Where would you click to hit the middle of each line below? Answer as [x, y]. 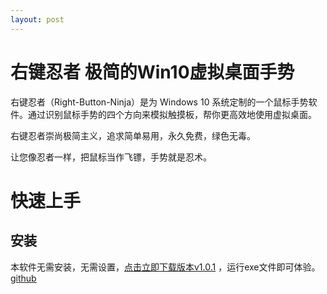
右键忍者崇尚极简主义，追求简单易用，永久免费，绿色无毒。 [133, 135]
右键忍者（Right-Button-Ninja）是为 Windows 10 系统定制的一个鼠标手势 [159, 102]
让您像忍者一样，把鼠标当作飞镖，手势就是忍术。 [111, 157]
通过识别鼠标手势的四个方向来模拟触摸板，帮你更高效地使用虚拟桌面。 [172, 114]
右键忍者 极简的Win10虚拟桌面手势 [152, 72]
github [23, 278]
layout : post [37, 19]
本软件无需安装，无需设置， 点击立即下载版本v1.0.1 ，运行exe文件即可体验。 [165, 267]
